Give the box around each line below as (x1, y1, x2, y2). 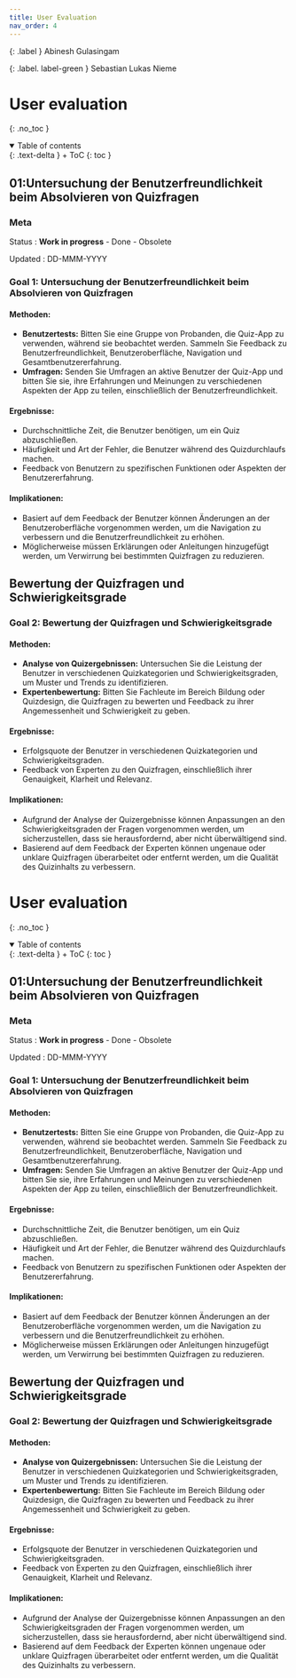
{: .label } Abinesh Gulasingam (9, 45, 120, 56)
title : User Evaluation (9, 12, 97, 22)
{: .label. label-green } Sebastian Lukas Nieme (9, 63, 177, 74)
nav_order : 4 (9, 21, 58, 30)
